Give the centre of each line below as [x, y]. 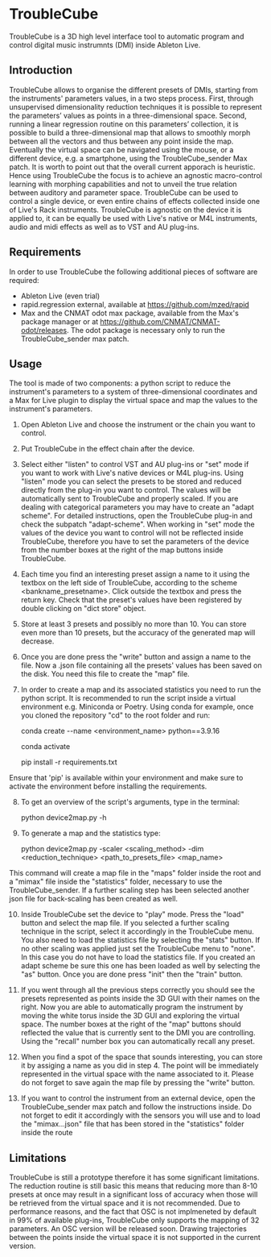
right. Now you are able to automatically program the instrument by [132, 1007]
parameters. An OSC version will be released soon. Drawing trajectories [128, 1229]
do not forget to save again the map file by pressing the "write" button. [138, 1083]
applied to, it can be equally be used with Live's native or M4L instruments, [133, 218]
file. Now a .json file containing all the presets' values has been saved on [141, 665]
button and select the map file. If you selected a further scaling [125, 923]
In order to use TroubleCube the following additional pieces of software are [133, 272]
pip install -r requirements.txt [69, 762]
